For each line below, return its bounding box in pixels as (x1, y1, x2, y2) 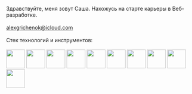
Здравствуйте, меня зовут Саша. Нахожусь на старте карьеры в (6, 5, 171, 12)
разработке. (6, 11, 38, 18)
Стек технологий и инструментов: (6, 37, 93, 43)
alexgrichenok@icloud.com (6, 24, 73, 31)
